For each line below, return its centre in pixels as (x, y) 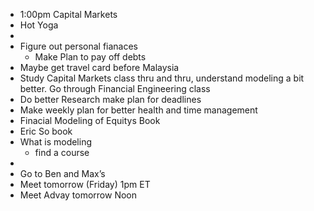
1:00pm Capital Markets (68, 14)
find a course (62, 152)
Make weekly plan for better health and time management (138, 110)
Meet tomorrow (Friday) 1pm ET (85, 184)
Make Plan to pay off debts (90, 57)
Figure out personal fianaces (79, 46)
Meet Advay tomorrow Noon (78, 195)
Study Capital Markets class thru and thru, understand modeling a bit (162, 78)
